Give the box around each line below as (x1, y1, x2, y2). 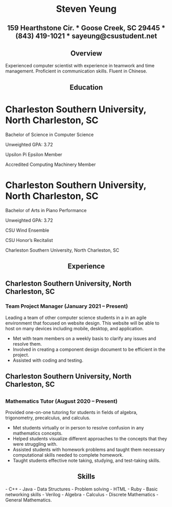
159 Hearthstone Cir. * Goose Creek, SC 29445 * (7, 24, 166, 32)
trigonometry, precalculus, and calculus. (5, 415, 91, 421)
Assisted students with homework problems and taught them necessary (12, 446, 165, 453)
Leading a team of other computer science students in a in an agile (5, 314, 147, 321)
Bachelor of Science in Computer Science (5, 132, 94, 138)
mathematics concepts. (12, 430, 63, 436)
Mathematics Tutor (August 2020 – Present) (5, 398, 118, 405)
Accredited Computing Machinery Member (5, 161, 96, 167)
